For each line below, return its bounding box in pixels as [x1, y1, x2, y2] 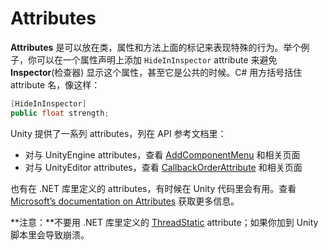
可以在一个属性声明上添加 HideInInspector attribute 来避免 [36, 53, 278, 66]
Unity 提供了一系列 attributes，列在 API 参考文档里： [10, 127, 227, 139]
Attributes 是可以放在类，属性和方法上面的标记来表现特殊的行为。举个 [10, 41, 302, 53]
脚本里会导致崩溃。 [10, 228, 90, 241]
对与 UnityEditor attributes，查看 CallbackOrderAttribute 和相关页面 [24, 161, 303, 173]
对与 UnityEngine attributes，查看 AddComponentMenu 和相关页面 [24, 148, 301, 161]
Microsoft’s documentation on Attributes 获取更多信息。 [10, 195, 240, 207]
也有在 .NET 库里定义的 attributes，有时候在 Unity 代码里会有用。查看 [10, 182, 297, 194]
